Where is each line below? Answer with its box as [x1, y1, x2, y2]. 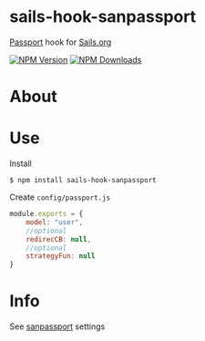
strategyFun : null [26, 252, 96, 261]
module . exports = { [9, 210, 84, 219]
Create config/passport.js [9, 191, 111, 202]
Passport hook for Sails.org [9, 36, 112, 47]
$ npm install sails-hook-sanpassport [9, 176, 157, 185]
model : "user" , [26, 217, 84, 227]
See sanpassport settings [9, 321, 106, 332]
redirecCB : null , [26, 234, 92, 243]
